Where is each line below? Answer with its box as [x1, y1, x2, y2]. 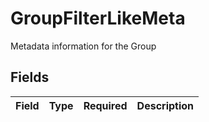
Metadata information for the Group [10, 40, 157, 52]
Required [83, 98, 128, 112]
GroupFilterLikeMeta [10, 7, 186, 30]
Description [136, 98, 195, 112]
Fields [10, 69, 50, 86]
